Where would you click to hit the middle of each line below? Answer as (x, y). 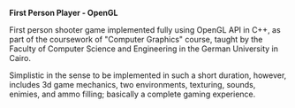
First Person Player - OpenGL (64, 13)
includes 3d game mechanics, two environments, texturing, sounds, (132, 85)
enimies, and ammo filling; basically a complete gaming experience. (132, 94)
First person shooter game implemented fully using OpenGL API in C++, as (145, 30)
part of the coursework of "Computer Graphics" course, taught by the (136, 39)
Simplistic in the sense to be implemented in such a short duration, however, (148, 75)
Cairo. (20, 58)
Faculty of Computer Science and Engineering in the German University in (144, 49)
